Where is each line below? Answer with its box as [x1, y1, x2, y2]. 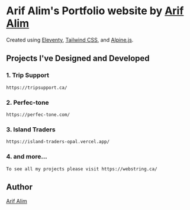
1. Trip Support [6, 71, 49, 79]
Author [6, 182, 33, 192]
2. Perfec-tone [6, 98, 49, 106]
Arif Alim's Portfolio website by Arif [6, 4, 184, 18]
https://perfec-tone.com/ [6, 111, 70, 118]
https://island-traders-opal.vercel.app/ [6, 139, 110, 145]
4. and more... [6, 153, 47, 161]
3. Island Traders [6, 125, 56, 134]
